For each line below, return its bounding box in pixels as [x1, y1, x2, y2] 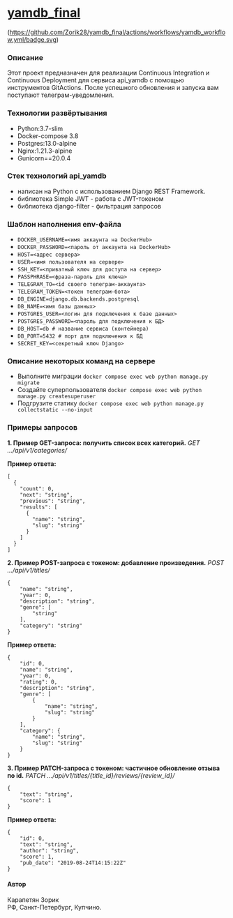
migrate [17, 379, 40, 386]
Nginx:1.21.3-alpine [17, 146, 73, 155]
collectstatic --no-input [17, 407, 93, 414]
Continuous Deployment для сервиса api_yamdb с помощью [7, 76, 185, 84]
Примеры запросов [7, 423, 78, 432]
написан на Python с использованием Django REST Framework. [17, 187, 206, 195]
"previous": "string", [20, 497, 86, 504]
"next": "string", [20, 491, 73, 498]
